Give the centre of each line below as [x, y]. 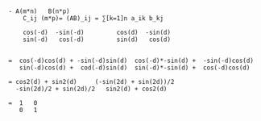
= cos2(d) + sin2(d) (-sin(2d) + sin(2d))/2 [91, 81]
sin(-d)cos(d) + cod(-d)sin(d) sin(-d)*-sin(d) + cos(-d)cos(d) [135, 68]
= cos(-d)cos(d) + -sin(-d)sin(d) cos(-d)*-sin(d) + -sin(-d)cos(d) [131, 60]
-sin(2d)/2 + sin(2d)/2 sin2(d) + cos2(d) [91, 89]
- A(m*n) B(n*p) [39, 11]
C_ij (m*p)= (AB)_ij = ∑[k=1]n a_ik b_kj [93, 18]
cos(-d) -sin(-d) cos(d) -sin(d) [97, 32]
